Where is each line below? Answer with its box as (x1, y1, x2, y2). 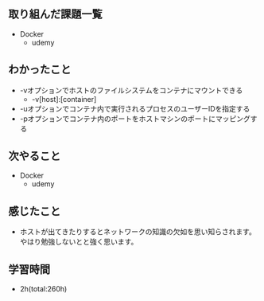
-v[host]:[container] (31, 94, 97, 104)
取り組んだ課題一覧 (8, 7, 103, 21)
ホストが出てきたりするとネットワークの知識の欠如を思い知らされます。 (19, 227, 256, 236)
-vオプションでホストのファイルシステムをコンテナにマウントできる (19, 85, 243, 95)
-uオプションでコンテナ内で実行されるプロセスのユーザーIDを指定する (19, 104, 250, 113)
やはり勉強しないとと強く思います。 (19, 237, 138, 247)
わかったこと (8, 63, 72, 76)
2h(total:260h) (19, 284, 68, 294)
